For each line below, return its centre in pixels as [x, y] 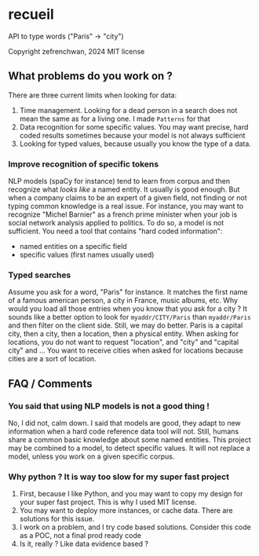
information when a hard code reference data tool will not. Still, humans [124, 432]
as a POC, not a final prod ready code [80, 536]
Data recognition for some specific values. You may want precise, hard [134, 126]
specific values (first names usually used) [87, 255]
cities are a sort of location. [52, 359]
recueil [31, 15]
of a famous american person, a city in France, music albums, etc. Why [123, 301]
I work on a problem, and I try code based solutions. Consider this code [135, 527]
